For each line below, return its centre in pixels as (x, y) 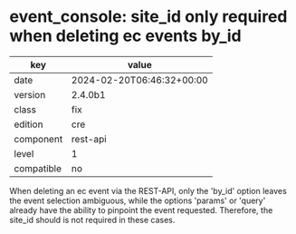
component (38, 139)
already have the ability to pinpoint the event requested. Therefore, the (141, 210)
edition (29, 124)
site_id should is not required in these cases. (92, 219)
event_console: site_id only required (148, 17)
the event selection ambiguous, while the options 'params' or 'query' (138, 200)
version (30, 94)
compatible (38, 168)
